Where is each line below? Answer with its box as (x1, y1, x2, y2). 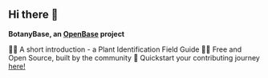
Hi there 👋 (8, 8, 59, 21)
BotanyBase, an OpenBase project (8, 29, 125, 38)
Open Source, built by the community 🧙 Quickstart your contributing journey (8, 53, 261, 62)
